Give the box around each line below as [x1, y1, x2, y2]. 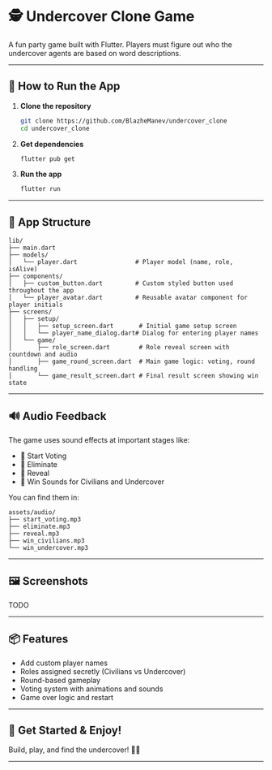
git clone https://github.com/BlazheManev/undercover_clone [19, 116, 227, 125]
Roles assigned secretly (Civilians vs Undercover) [19, 666, 186, 676]
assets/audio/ [8, 508, 57, 517]
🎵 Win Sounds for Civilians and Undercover [19, 477, 164, 487]
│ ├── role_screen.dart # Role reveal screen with [8, 344, 230, 352]
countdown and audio [8, 351, 79, 359]
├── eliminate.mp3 [8, 522, 70, 530]
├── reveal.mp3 [8, 530, 60, 538]
